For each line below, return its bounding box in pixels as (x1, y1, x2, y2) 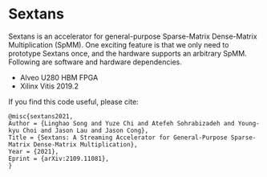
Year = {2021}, (8, 147, 59, 155)
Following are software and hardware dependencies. (8, 57, 182, 67)
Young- (237, 119, 261, 127)
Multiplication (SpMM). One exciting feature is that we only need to (8, 39, 229, 49)
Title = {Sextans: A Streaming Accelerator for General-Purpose (8, 134, 228, 142)
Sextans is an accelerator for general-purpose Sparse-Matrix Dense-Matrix (8, 31, 258, 41)
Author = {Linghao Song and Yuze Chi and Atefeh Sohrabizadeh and (8, 119, 235, 127)
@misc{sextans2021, (8, 112, 74, 121)
